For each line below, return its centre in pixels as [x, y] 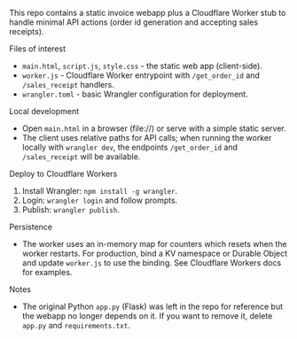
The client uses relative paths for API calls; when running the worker [147, 138]
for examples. [47, 272]
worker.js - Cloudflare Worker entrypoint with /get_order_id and [141, 75]
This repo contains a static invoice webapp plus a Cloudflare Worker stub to [148, 13]
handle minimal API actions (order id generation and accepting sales [134, 22]
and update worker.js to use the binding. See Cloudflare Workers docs [152, 263]
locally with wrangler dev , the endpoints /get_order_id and [129, 147]
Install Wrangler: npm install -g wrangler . [100, 191]
